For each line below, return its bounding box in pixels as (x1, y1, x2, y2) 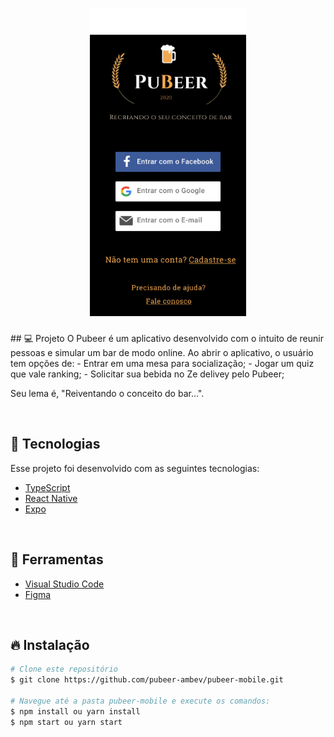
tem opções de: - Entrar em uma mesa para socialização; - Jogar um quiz (10, 357, 315, 369)
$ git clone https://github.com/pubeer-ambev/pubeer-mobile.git (10, 675, 284, 685)
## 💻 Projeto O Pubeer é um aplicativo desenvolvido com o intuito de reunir (10, 332, 324, 344)
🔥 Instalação (10, 636, 90, 653)
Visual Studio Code (24, 578, 105, 590)
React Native (24, 492, 78, 504)
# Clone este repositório (10, 664, 118, 675)
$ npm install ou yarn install (10, 706, 141, 717)
